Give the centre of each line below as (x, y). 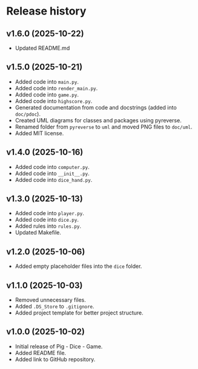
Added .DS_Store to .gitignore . (55, 307)
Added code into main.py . (47, 81)
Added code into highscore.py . (54, 101)
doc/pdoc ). (28, 114)
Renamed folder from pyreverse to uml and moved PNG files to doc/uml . (104, 127)
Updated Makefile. (38, 233)
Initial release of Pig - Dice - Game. (59, 346)
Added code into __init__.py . (52, 173)
